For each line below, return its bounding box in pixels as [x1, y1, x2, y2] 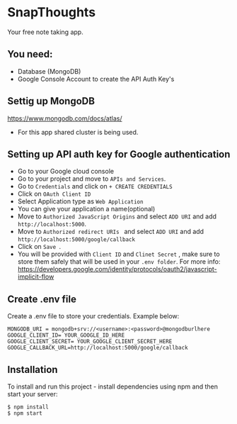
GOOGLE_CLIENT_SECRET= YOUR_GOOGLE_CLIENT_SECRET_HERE [7, 338, 173, 345]
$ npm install [7, 403, 50, 411]
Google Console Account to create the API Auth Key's [17, 74, 175, 83]
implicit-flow [17, 272, 54, 281]
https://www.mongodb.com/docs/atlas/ [7, 114, 122, 123]
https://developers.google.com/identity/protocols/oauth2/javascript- [17, 265, 217, 274]
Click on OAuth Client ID [17, 189, 91, 199]
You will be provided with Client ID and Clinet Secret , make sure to [17, 250, 221, 259]
